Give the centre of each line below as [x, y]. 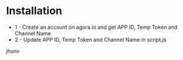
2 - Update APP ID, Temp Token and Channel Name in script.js [90, 39]
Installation [34, 11]
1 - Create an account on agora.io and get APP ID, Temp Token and [96, 27]
